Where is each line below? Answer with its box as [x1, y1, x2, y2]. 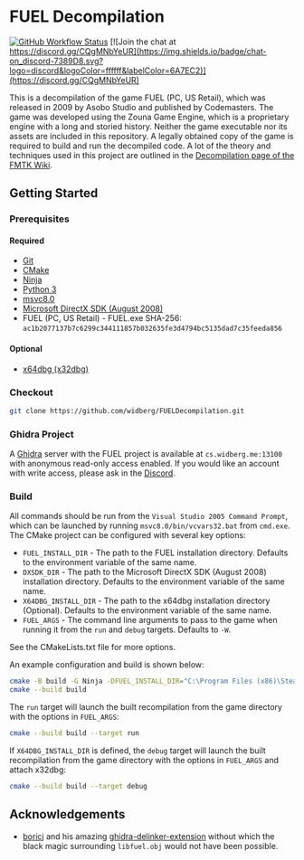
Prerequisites [9, 213, 70, 225]
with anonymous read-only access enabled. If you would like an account [9, 458, 280, 469]
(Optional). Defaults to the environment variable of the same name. [22, 605, 272, 616]
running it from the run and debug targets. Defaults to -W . [22, 624, 232, 635]
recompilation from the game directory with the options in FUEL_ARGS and [9, 755, 279, 766]
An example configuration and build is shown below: [9, 659, 205, 670]
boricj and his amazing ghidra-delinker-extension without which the [22, 830, 275, 842]
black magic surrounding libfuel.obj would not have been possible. [22, 840, 279, 851]
